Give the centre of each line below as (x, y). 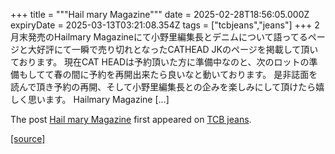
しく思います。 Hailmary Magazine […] (90, 99)
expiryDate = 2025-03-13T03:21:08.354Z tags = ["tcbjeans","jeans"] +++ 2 (165, 25)
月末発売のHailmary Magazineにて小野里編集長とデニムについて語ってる (159, 37)
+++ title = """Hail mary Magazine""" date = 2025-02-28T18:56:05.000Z (160, 14)
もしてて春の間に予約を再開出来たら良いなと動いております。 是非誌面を (168, 74)
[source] (28, 138)
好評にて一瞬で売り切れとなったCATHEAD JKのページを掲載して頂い (177, 49)
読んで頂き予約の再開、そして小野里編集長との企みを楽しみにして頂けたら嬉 (167, 87)
